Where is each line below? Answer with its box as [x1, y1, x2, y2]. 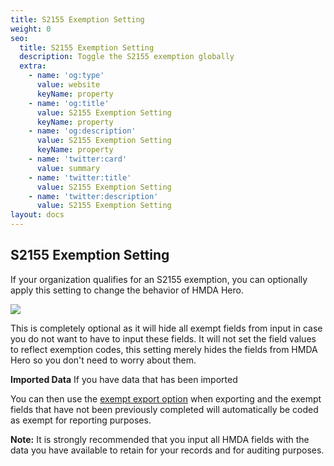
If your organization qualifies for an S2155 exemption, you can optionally [10, 273, 308, 285]
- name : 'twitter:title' [28, 172, 132, 183]
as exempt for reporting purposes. [10, 414, 152, 426]
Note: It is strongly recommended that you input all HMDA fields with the [10, 433, 310, 445]
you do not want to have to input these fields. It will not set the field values [10, 332, 317, 345]
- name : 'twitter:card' [28, 154, 128, 164]
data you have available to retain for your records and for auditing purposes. [10, 444, 325, 456]
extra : [19, 61, 47, 71]
